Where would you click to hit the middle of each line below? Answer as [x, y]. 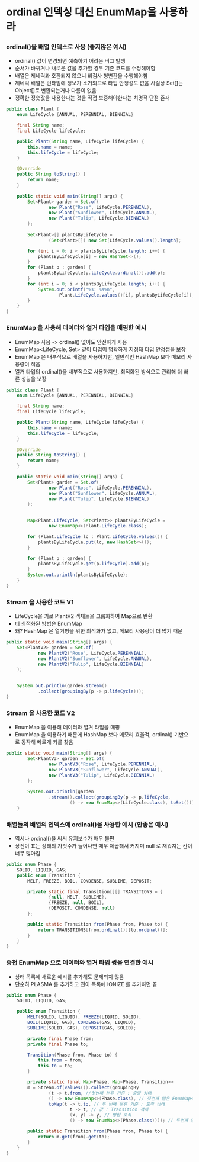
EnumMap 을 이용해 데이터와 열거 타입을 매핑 [67, 727]
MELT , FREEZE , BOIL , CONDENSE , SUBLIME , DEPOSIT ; [90, 881]
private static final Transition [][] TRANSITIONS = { [95, 891]
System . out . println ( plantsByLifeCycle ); [78, 575]
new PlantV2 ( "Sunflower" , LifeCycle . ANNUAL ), [95, 659]
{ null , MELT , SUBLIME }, [78, 897]
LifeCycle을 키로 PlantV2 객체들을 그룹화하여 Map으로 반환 [84, 616]
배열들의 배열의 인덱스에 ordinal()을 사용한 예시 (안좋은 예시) [87, 825]
